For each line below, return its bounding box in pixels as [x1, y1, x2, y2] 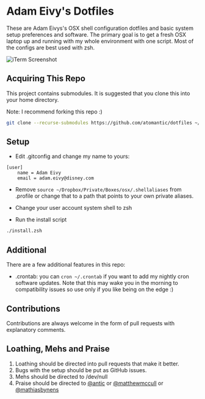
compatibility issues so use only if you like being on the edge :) [15, 286, 174, 293]
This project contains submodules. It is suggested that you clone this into [6, 90, 190, 97]
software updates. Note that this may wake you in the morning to [15, 279, 178, 287]
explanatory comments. [6, 326, 66, 333]
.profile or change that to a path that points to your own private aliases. [15, 192, 194, 199]
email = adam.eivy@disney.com [17, 175, 95, 181]
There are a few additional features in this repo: [6, 261, 126, 268]
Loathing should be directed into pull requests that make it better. [15, 360, 179, 367]
